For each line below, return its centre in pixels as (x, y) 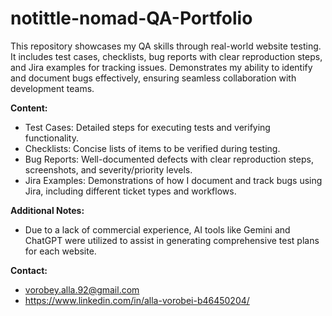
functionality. (51, 138)
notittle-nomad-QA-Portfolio (131, 18)
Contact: (29, 270)
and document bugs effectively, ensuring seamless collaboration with (153, 78)
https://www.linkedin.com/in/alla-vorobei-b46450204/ (137, 300)
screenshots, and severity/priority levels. (108, 169)
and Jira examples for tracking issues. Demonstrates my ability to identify (161, 67)
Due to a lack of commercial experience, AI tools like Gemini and (157, 229)
